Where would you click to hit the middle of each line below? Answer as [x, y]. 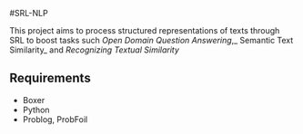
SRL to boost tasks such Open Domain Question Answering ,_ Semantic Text [151, 40]
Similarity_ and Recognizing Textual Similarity [95, 50]
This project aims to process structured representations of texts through [145, 30]
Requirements [50, 78]
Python [36, 110]
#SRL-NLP [29, 13]
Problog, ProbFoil [55, 119]
